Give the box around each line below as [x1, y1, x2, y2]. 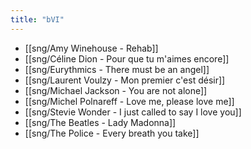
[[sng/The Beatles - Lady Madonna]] [24, 116, 177, 128]
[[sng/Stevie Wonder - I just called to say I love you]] [24, 106, 242, 118]
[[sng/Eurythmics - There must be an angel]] [24, 63, 210, 75]
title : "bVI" [10, 14, 65, 25]
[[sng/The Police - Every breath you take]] [24, 127, 200, 139]
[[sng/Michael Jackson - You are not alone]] [24, 84, 208, 96]
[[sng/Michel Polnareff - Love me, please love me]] [24, 95, 235, 107]
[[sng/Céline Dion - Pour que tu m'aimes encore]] [24, 52, 230, 65]
